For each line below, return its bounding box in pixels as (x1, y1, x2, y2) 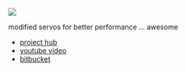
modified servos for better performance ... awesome (8, 22, 179, 32)
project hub (19, 38, 58, 47)
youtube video (19, 46, 67, 55)
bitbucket (19, 54, 51, 63)
